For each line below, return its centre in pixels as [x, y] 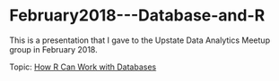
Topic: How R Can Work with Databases [83, 67]
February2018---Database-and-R [137, 16]
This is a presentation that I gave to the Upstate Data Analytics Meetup [140, 40]
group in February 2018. [54, 49]
